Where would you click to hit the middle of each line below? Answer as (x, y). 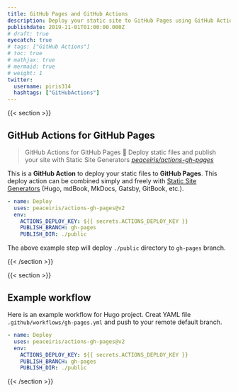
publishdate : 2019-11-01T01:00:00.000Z (66, 27)
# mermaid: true (31, 67)
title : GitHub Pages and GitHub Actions (68, 14)
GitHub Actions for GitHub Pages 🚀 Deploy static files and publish (120, 152)
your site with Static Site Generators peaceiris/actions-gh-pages (119, 159)
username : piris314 (42, 86)
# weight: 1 (25, 73)
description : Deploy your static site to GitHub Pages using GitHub (110, 21)
